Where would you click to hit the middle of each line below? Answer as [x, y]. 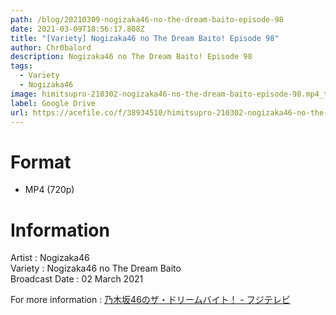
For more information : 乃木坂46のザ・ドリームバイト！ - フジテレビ [150, 300]
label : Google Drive [53, 103]
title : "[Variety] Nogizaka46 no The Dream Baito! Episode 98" [145, 38]
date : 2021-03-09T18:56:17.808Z [77, 29]
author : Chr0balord [51, 47]
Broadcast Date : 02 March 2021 [77, 279]
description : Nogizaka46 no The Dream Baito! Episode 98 [131, 57]
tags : [21, 66]
